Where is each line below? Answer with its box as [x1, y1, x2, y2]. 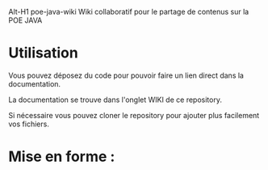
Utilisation [8, 44, 78, 62]
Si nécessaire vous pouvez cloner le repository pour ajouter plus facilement [8, 110, 260, 120]
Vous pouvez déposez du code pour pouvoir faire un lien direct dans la [8, 70, 245, 80]
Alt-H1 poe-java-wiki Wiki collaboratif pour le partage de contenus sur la [8, 7, 249, 16]
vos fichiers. [8, 119, 50, 129]
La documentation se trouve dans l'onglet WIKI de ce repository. [8, 95, 222, 104]
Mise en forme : [8, 147, 115, 166]
